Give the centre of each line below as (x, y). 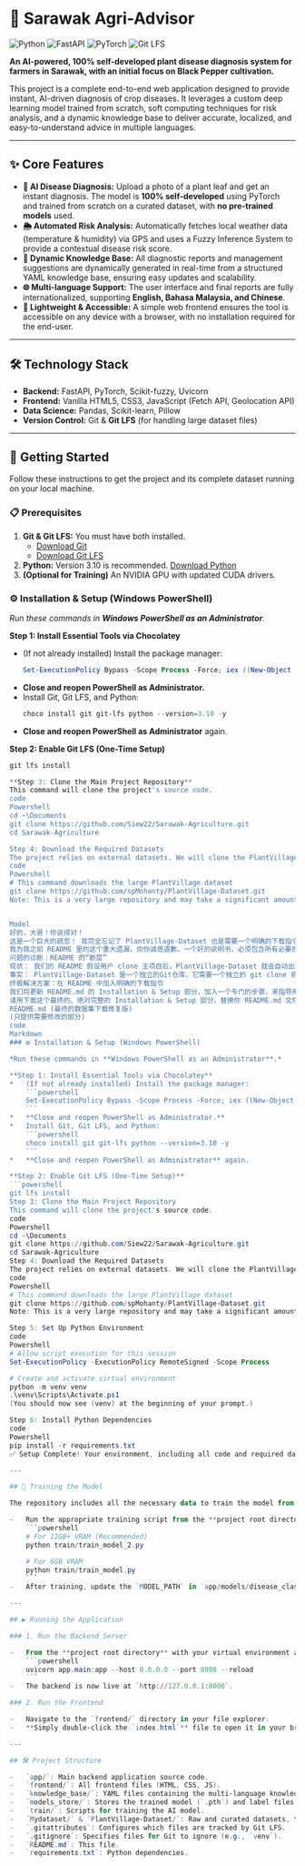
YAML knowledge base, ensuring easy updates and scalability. (139, 277)
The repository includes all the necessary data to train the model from (152, 1503)
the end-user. (48, 326)
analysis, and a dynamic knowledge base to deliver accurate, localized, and (151, 117)
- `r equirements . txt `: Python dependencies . (99, 1853)
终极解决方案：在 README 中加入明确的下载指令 (87, 983)
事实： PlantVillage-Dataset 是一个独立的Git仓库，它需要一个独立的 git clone (148, 975)
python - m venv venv (49, 1387)
